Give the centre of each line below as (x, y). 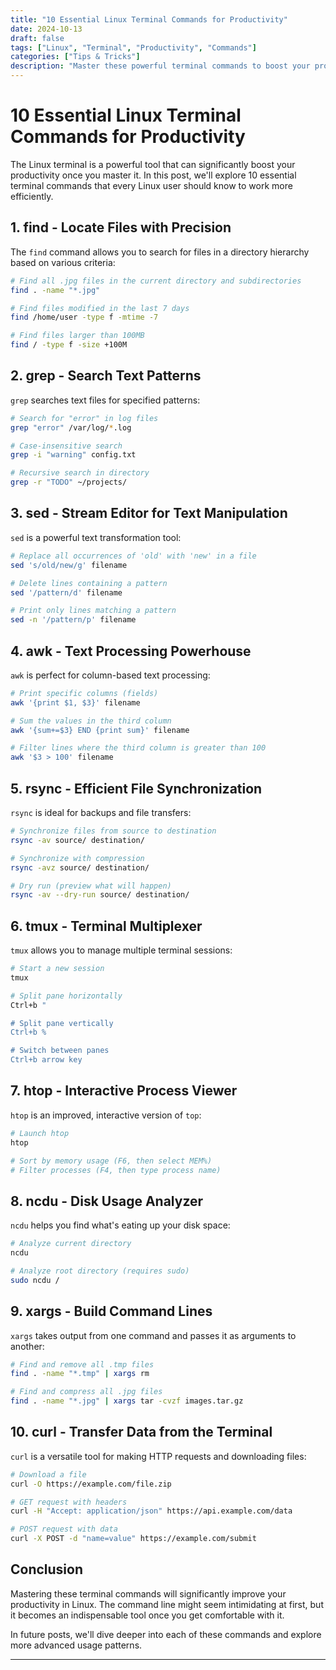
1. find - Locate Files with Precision (121, 227)
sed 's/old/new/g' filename (69, 565)
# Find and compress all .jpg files (86, 1392)
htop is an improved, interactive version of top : (106, 1115)
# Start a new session (57, 969)
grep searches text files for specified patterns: (105, 400)
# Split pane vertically (62, 1023)
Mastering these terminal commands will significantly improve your (148, 1593)
